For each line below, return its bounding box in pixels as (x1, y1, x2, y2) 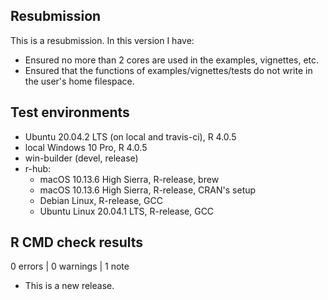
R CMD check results (10, 234, 144, 251)
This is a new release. (24, 280, 115, 292)
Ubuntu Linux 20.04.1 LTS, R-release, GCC (39, 205, 215, 217)
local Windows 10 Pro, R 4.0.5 (24, 141, 148, 153)
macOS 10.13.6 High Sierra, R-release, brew (39, 173, 220, 185)
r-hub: (24, 162, 52, 174)
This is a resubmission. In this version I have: (10, 34, 195, 46)
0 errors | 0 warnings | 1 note (10, 260, 130, 273)
